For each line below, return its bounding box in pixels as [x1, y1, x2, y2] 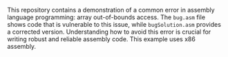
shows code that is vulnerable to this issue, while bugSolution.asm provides [7, 21, 221, 28]
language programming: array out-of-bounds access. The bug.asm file [7, 13, 206, 21]
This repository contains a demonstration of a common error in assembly [7, 6, 216, 14]
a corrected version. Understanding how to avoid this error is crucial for [7, 27, 211, 36]
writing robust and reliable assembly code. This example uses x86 [7, 35, 196, 43]
